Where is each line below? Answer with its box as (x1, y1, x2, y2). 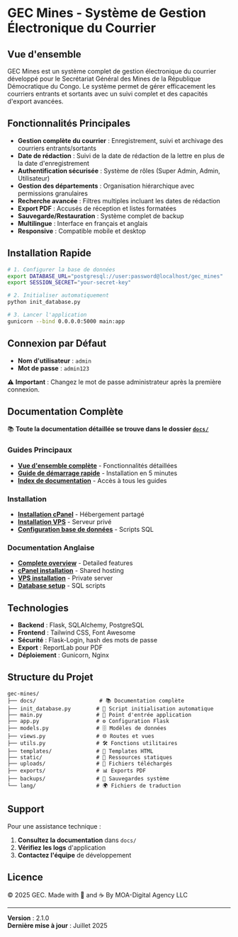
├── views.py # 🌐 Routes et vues (7, 732, 154, 739)
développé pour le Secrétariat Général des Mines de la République (7, 74, 201, 83)
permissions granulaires (17, 189, 89, 198)
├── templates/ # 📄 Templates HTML (7, 747, 154, 755)
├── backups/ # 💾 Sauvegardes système (7, 775, 170, 782)
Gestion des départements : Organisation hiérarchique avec (17, 181, 195, 190)
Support (7, 803, 45, 815)
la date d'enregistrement (17, 159, 90, 167)
